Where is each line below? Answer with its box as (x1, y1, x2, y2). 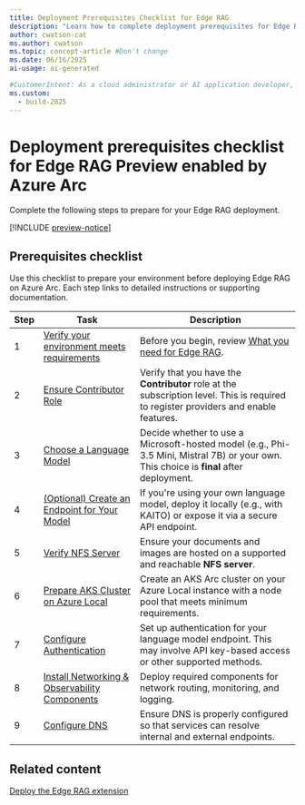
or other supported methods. (139, 655, 263, 668)
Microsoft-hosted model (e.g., (139, 437, 270, 450)
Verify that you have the (139, 367, 242, 379)
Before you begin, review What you (139, 335, 290, 348)
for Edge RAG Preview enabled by (9, 155, 268, 176)
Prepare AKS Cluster (43, 584, 132, 597)
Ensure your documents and (139, 535, 261, 548)
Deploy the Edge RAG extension (9, 786, 129, 797)
